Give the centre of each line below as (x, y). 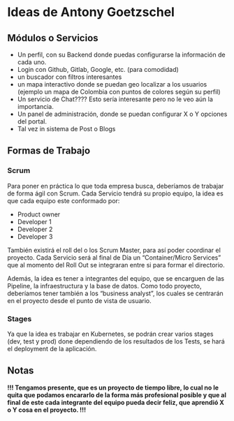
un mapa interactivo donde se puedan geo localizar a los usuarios (112, 84)
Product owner (39, 214)
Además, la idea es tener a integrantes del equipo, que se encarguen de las (116, 278)
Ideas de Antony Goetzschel (91, 12)
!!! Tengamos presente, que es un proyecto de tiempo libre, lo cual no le (113, 387)
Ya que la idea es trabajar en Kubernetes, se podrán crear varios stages (110, 334)
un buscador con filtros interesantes (70, 77)
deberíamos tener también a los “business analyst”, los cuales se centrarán (115, 293)
